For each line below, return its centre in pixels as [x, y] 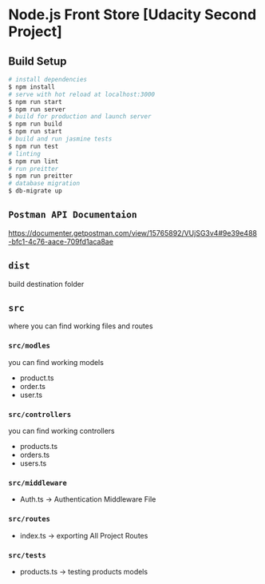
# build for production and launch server [80, 117]
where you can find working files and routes [81, 326]
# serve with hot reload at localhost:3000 [82, 94]
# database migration [44, 184]
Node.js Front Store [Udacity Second [132, 15]
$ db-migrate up [35, 191]
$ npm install [32, 87]
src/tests [27, 555]
